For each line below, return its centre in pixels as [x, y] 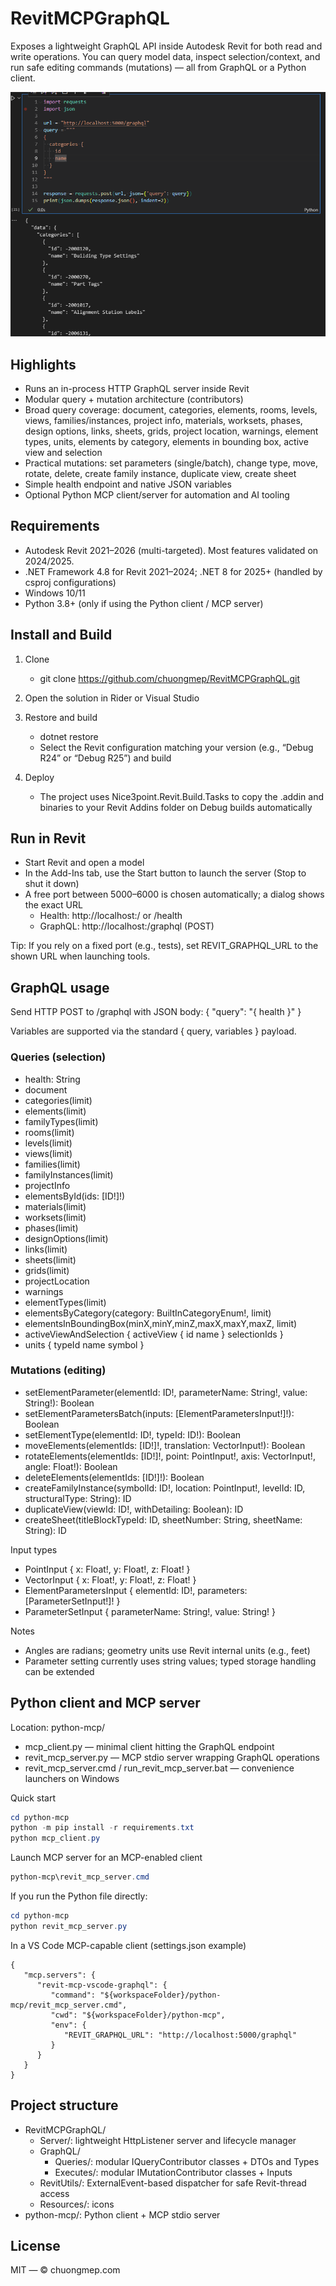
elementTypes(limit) [65, 1302]
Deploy [39, 777]
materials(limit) [55, 1206]
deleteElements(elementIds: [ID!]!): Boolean [114, 1477]
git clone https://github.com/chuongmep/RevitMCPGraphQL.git [170, 678]
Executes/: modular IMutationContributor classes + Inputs [173, 2172]
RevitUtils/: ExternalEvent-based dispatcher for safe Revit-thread [173, 2183]
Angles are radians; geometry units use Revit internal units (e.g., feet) [167, 1650]
